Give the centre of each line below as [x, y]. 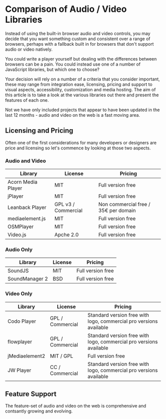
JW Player [20, 370]
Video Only [19, 294]
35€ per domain [117, 210]
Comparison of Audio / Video [66, 9]
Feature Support [31, 394]
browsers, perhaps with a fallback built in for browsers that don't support [80, 44]
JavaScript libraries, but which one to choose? [52, 69]
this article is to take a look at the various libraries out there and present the [82, 95]
